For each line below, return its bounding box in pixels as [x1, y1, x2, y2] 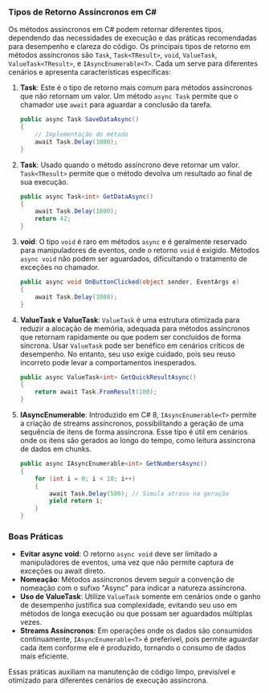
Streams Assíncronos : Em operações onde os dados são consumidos [19, 626, 253, 636]
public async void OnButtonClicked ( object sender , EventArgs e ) [19, 278, 240, 287]
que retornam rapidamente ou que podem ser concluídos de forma [19, 332, 242, 341]
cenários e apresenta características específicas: [8, 67, 171, 77]
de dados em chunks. [19, 444, 92, 454]
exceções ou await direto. [19, 566, 106, 576]
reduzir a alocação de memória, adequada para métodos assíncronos [19, 324, 251, 333]
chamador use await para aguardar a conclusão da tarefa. [19, 100, 213, 110]
